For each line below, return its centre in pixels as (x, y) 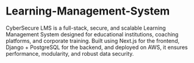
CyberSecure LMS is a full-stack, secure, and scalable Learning (86, 28)
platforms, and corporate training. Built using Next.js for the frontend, (93, 41)
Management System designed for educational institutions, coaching (92, 34)
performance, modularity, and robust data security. (70, 53)
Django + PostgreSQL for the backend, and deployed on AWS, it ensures (97, 47)
